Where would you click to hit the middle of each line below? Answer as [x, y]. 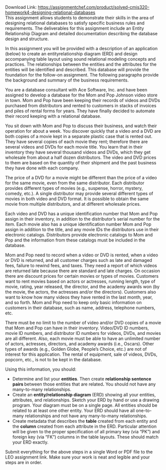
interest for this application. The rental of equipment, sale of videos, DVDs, [81, 354]
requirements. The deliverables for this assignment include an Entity [75, 28]
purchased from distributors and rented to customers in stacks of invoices [81, 106]
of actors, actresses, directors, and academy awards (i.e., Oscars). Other [80, 344]
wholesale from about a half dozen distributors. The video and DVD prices [81, 157]
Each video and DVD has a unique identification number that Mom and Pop [82, 214]
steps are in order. [24, 462]
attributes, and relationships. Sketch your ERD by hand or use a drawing [86, 400]
